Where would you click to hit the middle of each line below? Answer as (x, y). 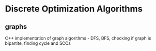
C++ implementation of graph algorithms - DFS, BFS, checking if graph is (78, 38)
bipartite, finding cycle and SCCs (38, 43)
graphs (16, 27)
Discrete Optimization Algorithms (74, 9)
